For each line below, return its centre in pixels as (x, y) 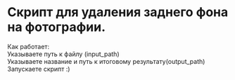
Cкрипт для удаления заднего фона (118, 12)
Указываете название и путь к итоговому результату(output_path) (106, 61)
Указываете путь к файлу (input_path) (63, 54)
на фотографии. (57, 27)
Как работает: (28, 46)
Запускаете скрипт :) (39, 69)
